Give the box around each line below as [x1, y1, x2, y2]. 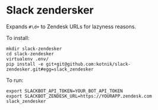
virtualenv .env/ [6, 56, 49, 62]
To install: [6, 34, 30, 41]
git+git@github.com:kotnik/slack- [46, 61, 131, 67]
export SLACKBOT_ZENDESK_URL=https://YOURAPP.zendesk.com [6, 93, 152, 99]
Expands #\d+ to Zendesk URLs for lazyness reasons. [6, 23, 136, 30]
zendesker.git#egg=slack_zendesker [6, 66, 94, 72]
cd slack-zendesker [6, 51, 54, 56]
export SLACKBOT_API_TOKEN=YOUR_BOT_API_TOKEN [6, 88, 123, 94]
